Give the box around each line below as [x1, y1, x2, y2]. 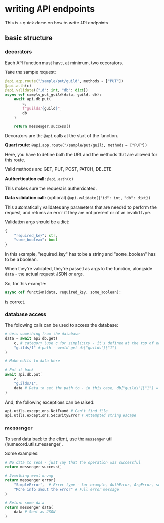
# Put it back [5, 367, 34, 373]
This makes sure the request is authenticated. [5, 185, 97, 191]
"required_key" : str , [14, 233, 58, 238]
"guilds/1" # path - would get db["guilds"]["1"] [14, 345, 117, 350]
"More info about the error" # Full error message [14, 487, 119, 492]
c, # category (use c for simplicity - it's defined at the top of [14, 340, 154, 346]
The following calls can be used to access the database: [5, 322, 119, 328]
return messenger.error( [5, 478, 56, 483]
